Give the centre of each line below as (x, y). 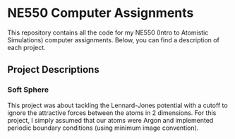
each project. (26, 47)
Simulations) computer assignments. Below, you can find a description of (114, 40)
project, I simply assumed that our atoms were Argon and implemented (110, 120)
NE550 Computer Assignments (101, 13)
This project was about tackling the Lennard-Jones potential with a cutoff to (117, 105)
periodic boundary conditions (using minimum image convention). (103, 128)
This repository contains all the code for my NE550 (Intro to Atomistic (108, 32)
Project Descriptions (54, 69)
